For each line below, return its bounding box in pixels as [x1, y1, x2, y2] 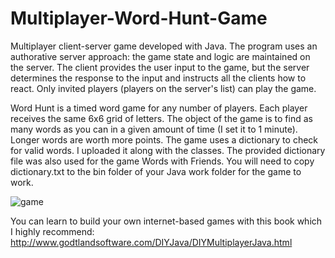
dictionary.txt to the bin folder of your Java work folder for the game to [10, 165, 302, 177]
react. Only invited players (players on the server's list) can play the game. [10, 82, 317, 94]
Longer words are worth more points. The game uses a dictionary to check [10, 133, 319, 146]
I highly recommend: [10, 225, 95, 237]
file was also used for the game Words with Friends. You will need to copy [10, 155, 315, 167]
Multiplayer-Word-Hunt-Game [10, 7, 268, 30]
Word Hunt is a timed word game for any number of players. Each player [10, 102, 308, 114]
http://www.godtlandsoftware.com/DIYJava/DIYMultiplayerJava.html [10, 236, 293, 248]
